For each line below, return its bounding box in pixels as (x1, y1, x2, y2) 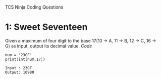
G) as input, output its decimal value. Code (5, 43, 92, 49)
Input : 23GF (5, 65, 32, 71)
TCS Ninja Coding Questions (5, 4, 63, 10)
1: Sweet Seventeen (5, 22, 88, 33)
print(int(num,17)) (5, 57, 46, 62)
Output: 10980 (5, 70, 35, 75)
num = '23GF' (5, 52, 32, 57)
